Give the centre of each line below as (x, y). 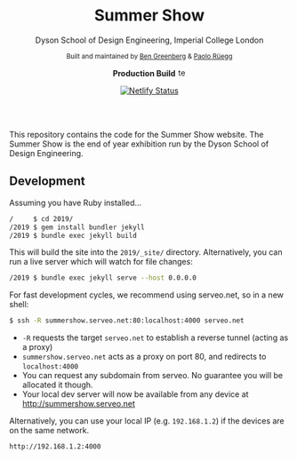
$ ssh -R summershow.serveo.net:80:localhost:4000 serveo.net (127, 321)
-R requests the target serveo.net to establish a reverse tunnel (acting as (155, 337)
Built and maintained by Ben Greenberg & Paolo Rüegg (149, 56)
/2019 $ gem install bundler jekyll (77, 227)
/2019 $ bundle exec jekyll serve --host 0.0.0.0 (103, 278)
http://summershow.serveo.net (79, 404)
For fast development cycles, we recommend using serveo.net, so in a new (147, 295)
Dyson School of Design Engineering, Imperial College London (149, 40)
